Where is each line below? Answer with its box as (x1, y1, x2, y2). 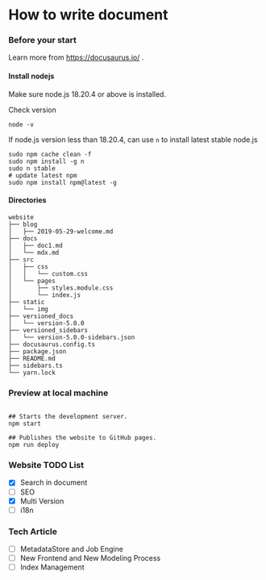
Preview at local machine (8, 387, 109, 398)
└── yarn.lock (8, 369, 56, 377)
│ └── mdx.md (8, 248, 60, 257)
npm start (8, 419, 42, 428)
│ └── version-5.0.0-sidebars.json (8, 333, 135, 341)
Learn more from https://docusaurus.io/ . (8, 52, 144, 62)
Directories (8, 195, 47, 205)
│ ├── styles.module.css (8, 284, 114, 292)
